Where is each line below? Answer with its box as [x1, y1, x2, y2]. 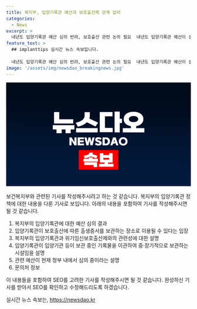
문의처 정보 [14, 264, 40, 271]
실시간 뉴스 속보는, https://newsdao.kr [6, 296, 96, 303]
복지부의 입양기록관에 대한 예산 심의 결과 [14, 220, 107, 227]
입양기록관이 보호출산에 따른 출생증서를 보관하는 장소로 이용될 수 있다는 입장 [14, 227, 189, 234]
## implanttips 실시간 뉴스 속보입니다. [11, 47, 99, 53]
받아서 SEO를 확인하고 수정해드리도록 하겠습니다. [16, 284, 130, 290]
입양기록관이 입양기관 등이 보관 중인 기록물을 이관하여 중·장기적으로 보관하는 [14, 242, 189, 249]
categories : [6, 15, 35, 22]
